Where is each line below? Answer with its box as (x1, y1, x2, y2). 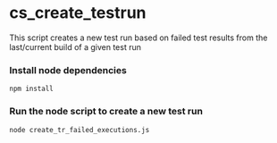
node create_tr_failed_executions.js (9, 125, 150, 134)
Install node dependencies (9, 63, 127, 76)
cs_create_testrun (9, 3, 147, 23)
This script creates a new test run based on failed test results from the (9, 32, 268, 43)
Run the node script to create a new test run (9, 105, 204, 118)
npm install (9, 84, 54, 94)
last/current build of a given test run (9, 41, 141, 52)
